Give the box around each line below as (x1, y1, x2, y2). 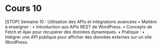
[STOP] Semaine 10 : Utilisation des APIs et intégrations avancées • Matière (5, 19, 157, 24)
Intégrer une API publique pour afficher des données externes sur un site (5, 34, 152, 40)
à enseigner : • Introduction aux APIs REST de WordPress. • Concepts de (5, 24, 152, 29)
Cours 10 (5, 3, 42, 14)
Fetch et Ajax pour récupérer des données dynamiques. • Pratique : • (5, 29, 145, 35)
